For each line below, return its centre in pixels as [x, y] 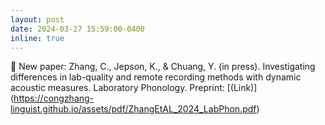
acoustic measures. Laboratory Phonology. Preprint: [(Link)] [134, 88]
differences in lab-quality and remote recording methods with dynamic [156, 77]
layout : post [37, 19]
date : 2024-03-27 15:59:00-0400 [77, 29]
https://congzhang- [54, 98]
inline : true [37, 38]
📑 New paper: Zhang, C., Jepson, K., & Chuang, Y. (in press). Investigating [163, 67]
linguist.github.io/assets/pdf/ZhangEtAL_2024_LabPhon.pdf [133, 109]
